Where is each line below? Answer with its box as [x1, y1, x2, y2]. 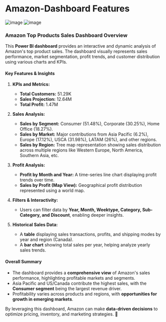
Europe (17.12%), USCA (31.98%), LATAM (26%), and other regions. [19, 137, 157, 143]
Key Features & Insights [5, 70, 55, 76]
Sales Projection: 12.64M [19, 96, 72, 102]
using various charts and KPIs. [5, 59, 67, 65]
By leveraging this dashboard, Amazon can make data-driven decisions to [5, 306, 158, 312]
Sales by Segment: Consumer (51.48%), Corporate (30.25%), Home [19, 121, 160, 127]
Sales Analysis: [12, 111, 46, 117]
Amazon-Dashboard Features [5, 3, 130, 14]
